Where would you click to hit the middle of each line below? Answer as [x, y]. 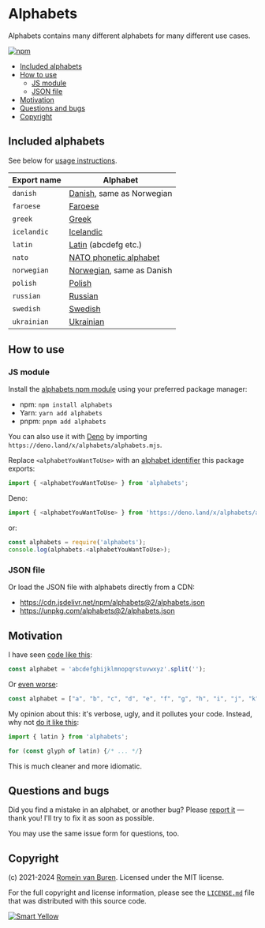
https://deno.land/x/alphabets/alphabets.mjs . [85, 445]
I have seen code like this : [50, 655]
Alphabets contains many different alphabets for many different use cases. [129, 36]
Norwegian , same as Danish [121, 270]
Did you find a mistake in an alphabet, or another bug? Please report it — [126, 810]
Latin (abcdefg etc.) [106, 244]
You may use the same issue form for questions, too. [94, 833]
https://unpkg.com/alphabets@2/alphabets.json [97, 611]
